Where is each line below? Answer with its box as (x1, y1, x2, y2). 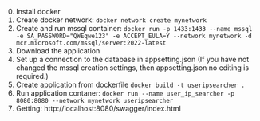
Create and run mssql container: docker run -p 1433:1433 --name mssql (15, 24, 253, 33)
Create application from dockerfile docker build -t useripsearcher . (15, 80, 246, 89)
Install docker (15, 7, 61, 16)
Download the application (15, 46, 100, 55)
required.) (15, 72, 49, 80)
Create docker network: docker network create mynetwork (15, 15, 207, 25)
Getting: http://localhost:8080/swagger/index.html (15, 103, 181, 113)
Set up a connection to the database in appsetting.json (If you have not (15, 55, 250, 64)
